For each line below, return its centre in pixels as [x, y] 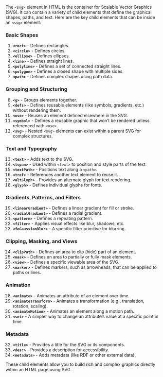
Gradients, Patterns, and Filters [43, 197]
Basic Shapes [22, 35]
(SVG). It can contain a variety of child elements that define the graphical [79, 12]
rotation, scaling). [30, 306]
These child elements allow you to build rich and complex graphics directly [81, 364]
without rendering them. [37, 110]
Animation [18, 285]
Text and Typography [31, 149]
